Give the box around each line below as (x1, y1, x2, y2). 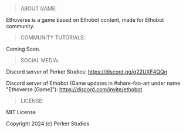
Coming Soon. (6, 45, 41, 52)
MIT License (6, 109, 36, 115)
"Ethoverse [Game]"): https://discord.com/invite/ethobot (6, 86, 143, 93)
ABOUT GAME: (20, 5, 57, 12)
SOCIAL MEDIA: (20, 57, 59, 64)
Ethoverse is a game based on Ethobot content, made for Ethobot (6, 16, 164, 23)
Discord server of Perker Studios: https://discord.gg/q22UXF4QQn (6, 68, 167, 75)
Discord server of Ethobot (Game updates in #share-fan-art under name (6, 79, 181, 87)
